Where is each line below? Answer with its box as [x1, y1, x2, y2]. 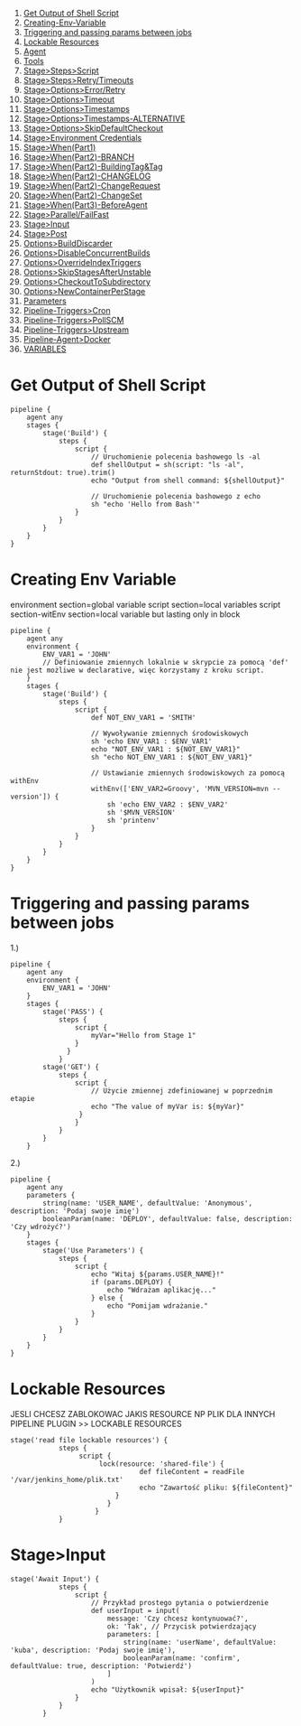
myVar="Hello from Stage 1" [90, 1031, 196, 1040]
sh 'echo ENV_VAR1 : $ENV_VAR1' [90, 736, 213, 746]
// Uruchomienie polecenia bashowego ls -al [90, 452, 260, 462]
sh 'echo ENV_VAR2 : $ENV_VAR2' [106, 799, 229, 809]
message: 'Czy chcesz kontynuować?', [106, 1614, 249, 1623]
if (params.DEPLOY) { [90, 1277, 172, 1286]
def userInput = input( [90, 1606, 180, 1615]
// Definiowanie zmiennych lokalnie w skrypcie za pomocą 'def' [42, 658, 289, 667]
